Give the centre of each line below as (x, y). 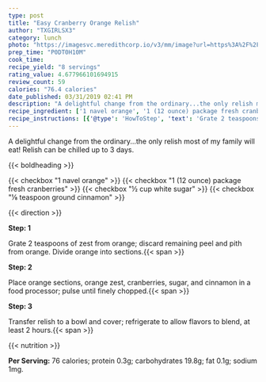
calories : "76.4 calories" (53, 89)
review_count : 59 (37, 82)
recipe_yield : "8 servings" (55, 67)
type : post (26, 15)
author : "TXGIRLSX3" (42, 30)
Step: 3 (21, 306)
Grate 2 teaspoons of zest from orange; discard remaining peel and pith (125, 243)
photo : (19, 45)
